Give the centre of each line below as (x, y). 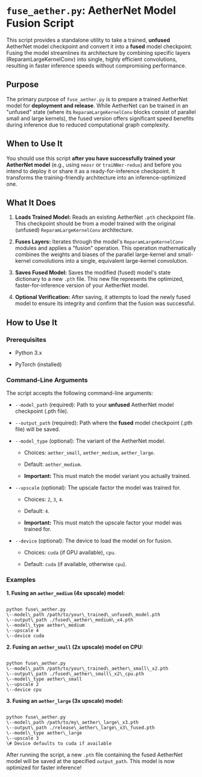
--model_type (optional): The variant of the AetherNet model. (90, 441)
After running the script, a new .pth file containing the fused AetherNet (94, 755)
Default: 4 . (37, 511)
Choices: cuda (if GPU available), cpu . (70, 553)
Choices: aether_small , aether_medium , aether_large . (90, 453)
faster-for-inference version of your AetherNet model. (82, 285)
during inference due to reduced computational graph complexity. (88, 125)
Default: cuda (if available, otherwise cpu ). (75, 564)
